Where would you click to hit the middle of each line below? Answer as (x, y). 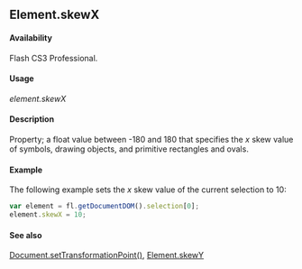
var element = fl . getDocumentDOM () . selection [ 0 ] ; (105, 207)
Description (32, 119)
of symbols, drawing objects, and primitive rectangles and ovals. (129, 149)
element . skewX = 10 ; (48, 215)
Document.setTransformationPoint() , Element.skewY (107, 255)
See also (26, 235)
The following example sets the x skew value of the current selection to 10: (148, 190)
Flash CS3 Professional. (54, 58)
